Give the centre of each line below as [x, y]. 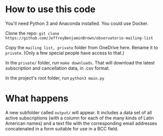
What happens [37, 99]
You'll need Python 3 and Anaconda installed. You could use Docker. [77, 23]
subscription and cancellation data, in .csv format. [58, 68]
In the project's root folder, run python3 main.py [55, 78]
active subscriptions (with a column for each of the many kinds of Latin [79, 118]
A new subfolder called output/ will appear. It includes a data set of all [79, 112]
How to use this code [50, 9]
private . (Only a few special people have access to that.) [65, 53]
